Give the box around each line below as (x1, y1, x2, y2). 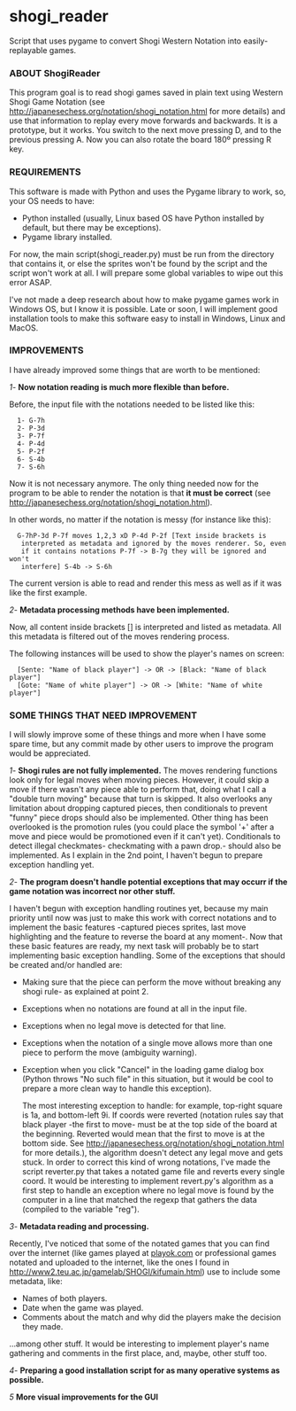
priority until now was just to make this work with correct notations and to (9, 913, 277, 924)
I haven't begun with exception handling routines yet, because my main (9, 903, 269, 914)
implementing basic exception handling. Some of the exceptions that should (9, 950, 285, 961)
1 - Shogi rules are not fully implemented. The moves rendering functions (9, 765, 278, 776)
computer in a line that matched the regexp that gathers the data (21, 1195, 258, 1205)
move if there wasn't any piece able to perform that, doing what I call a (9, 784, 267, 795)
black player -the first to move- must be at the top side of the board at (21, 1119, 277, 1130)
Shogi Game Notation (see (9, 97, 106, 107)
